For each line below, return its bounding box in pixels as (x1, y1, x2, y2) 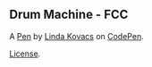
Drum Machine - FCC (9, 7, 129, 22)
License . (9, 48, 41, 59)
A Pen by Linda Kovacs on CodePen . (9, 30, 145, 41)
